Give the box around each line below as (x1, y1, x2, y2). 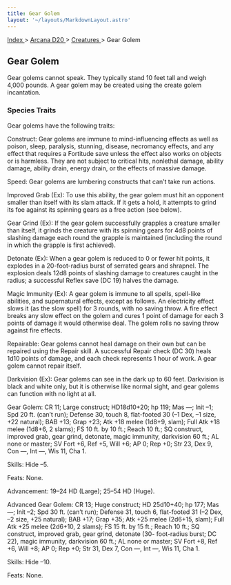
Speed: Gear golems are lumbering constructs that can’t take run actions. (7, 177, 216, 186)
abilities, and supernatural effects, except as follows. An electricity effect (7, 297, 214, 305)
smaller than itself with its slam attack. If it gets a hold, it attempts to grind (7, 198, 217, 206)
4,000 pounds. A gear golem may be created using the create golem (7, 81, 202, 90)
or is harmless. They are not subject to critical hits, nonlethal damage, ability (7, 157, 224, 165)
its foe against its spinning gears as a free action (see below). (7, 205, 182, 214)
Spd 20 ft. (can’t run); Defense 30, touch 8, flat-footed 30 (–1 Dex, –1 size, (7, 410, 217, 418)
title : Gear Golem (7, 10, 60, 17)
